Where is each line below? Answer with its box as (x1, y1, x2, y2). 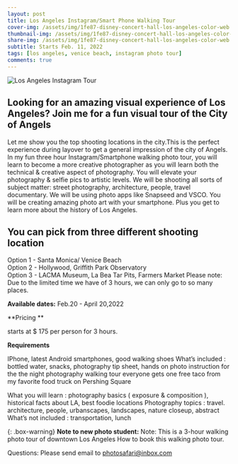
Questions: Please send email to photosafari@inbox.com (7, 448, 172, 458)
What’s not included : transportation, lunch (7, 414, 132, 422)
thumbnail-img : (7, 30, 52, 38)
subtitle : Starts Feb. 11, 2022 (7, 43, 103, 50)
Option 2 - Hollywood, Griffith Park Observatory (7, 263, 147, 272)
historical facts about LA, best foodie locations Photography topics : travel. (7, 399, 225, 407)
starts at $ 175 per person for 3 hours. (7, 327, 118, 336)
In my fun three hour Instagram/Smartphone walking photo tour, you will (7, 153, 217, 161)
